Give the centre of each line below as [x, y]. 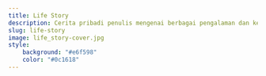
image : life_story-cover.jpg [56, 38]
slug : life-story [37, 30]
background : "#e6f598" [60, 52]
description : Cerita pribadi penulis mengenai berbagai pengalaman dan [129, 23]
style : [19, 45]
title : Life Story [38, 15]
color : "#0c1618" [51, 60]
